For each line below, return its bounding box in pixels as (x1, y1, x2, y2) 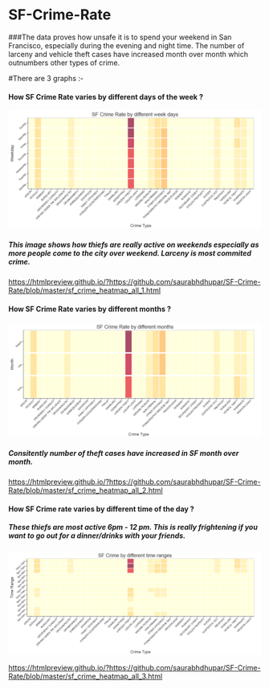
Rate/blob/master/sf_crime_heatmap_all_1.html (8, 285, 161, 295)
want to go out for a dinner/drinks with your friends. (8, 531, 186, 540)
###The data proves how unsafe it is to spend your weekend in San (8, 32, 232, 42)
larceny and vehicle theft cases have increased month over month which (8, 49, 249, 59)
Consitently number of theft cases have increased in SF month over (8, 448, 239, 457)
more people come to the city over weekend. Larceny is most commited (8, 248, 251, 258)
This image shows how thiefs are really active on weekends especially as (8, 240, 259, 249)
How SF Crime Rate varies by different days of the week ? (8, 92, 203, 101)
